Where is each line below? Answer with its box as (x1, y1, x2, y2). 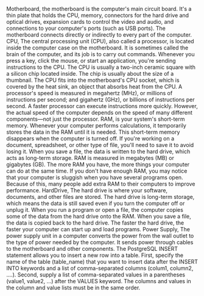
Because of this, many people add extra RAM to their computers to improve (6, 180, 196, 187)
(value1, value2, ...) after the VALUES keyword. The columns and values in (6, 278, 192, 284)
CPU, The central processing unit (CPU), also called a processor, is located (6, 38, 194, 45)
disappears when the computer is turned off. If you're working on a (6, 135, 175, 142)
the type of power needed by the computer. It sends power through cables (6, 239, 194, 246)
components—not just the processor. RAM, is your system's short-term (6, 115, 185, 123)
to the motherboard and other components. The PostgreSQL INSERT (6, 245, 178, 252)
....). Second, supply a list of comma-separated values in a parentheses (6, 271, 186, 278)
